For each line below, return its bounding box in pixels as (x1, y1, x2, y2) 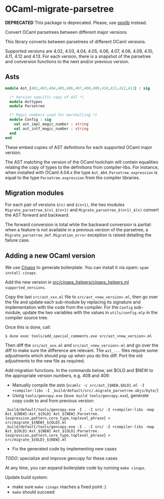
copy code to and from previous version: (12, 398, 94, 404)
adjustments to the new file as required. (5, 358, 85, 364)
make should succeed (12, 489, 55, 495)
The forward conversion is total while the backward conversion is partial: (5, 222, 152, 227)
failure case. (5, 237, 30, 243)
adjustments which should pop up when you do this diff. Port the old (5, 353, 143, 359)
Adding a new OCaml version (5, 251, 95, 260)
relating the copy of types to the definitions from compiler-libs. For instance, (5, 164, 159, 170)
